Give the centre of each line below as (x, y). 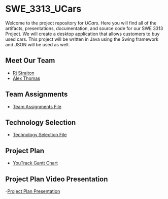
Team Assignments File (37, 106)
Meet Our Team (30, 61)
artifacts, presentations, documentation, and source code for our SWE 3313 (84, 28)
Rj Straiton (23, 73)
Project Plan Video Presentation (57, 179)
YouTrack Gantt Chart (35, 163)
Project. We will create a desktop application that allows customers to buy (82, 34)
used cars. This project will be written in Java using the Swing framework (82, 39)
